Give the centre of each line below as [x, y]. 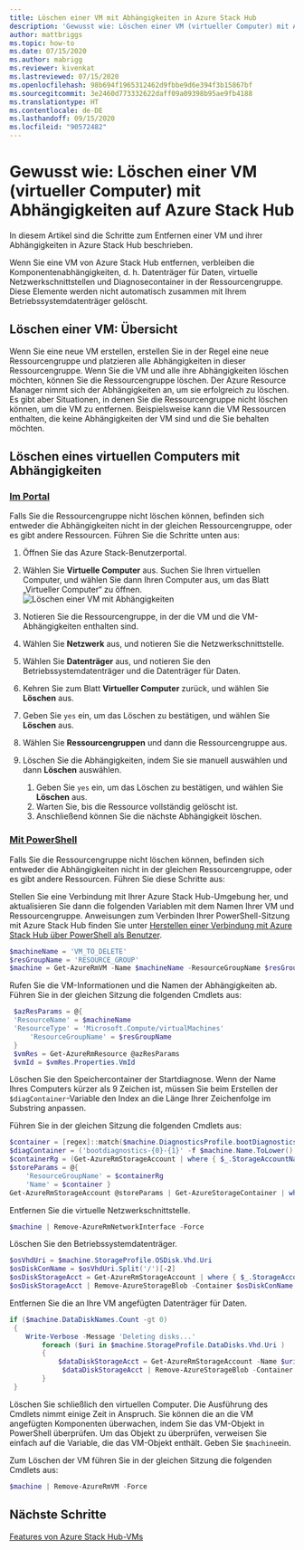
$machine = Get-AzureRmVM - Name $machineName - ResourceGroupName [135, 968]
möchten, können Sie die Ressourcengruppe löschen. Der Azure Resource [148, 380]
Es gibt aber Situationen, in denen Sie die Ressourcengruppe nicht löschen [148, 399]
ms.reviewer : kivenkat [52, 69]
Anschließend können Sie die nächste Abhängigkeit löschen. [149, 816]
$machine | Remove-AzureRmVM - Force [78, 1486]
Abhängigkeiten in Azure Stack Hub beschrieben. [101, 244]
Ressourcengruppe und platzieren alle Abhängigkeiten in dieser [128, 361]
